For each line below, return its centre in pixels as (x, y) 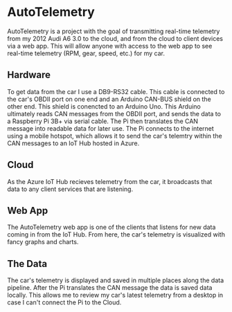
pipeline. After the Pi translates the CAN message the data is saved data (110, 288)
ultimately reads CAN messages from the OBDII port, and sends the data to (114, 113)
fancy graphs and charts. (43, 242)
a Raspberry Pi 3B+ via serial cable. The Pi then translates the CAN (103, 121)
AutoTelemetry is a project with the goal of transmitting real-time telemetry (114, 31)
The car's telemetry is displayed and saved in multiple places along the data (116, 280)
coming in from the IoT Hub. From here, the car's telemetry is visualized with (116, 235)
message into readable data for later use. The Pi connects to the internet (111, 128)
